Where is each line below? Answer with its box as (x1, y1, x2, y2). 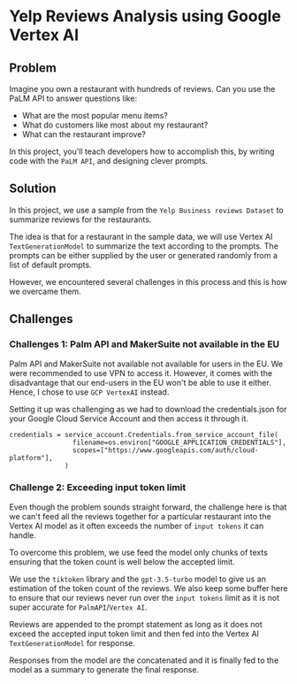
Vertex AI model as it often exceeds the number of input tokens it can (9, 520, 264, 531)
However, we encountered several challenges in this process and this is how (9, 276, 287, 287)
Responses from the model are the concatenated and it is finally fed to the (9, 655, 279, 665)
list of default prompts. (9, 259, 92, 270)
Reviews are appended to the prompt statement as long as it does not (9, 619, 263, 629)
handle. (9, 529, 37, 541)
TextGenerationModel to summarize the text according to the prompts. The (9, 241, 278, 251)
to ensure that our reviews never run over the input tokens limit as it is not (9, 592, 280, 603)
